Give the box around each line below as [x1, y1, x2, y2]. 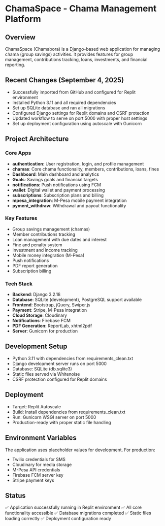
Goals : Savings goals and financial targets [12, 176, 98, 182]
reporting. [5, 62, 26, 67]
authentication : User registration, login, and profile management [12, 161, 144, 166]
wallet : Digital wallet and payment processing [12, 187, 105, 193]
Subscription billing [12, 268, 52, 274]
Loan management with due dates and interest [12, 236, 107, 242]
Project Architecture [5, 135, 69, 143]
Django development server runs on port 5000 [12, 361, 107, 366]
